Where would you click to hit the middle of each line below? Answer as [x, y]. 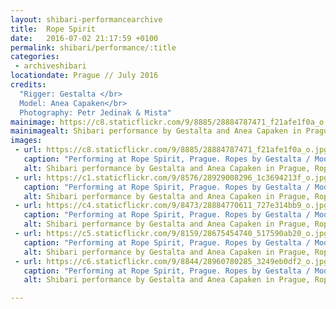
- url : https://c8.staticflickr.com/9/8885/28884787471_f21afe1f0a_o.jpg [171, 150]
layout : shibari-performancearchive [86, 19]
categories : [35, 57]
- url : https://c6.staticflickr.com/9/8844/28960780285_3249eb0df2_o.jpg [171, 261]
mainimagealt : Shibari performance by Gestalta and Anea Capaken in [156, 131]
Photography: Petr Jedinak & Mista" [95, 112]
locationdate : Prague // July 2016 [84, 76]
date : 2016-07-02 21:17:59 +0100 [84, 38]
